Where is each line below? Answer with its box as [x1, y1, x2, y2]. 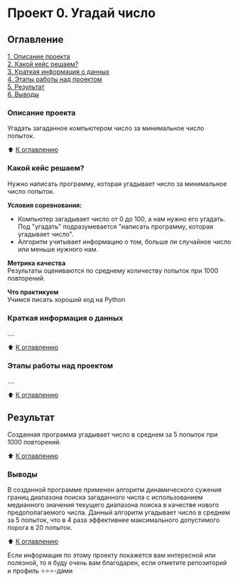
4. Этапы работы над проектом [7, 75, 102, 83]
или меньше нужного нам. [17, 244, 98, 254]
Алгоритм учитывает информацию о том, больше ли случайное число [17, 237, 232, 246]
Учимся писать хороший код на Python [7, 295, 126, 303]
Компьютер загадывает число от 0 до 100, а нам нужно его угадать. [17, 214, 226, 223]
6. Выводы [7, 90, 39, 98]
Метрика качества [7, 259, 66, 267]
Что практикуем [7, 287, 59, 296]
